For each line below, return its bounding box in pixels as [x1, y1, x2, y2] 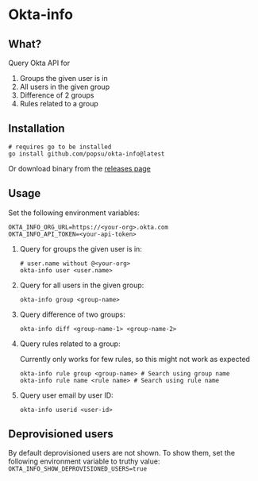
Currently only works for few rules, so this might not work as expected [19, 354, 250, 364]
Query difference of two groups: [19, 310, 125, 319]
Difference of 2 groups [19, 90, 94, 100]
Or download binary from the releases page [8, 164, 151, 173]
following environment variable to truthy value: [8, 456, 160, 466]
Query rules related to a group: [19, 339, 121, 348]
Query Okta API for [8, 58, 71, 67]
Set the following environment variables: [8, 208, 141, 217]
